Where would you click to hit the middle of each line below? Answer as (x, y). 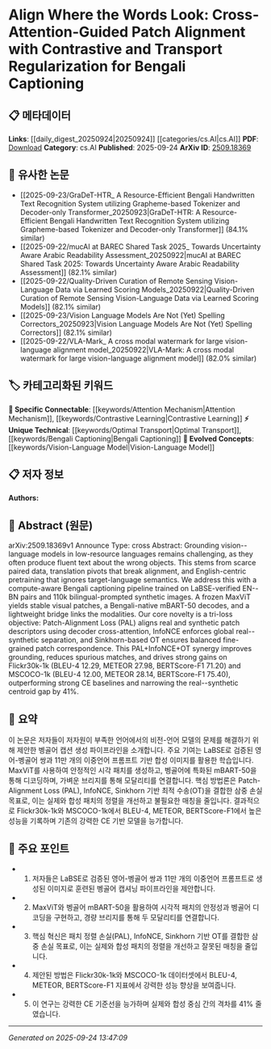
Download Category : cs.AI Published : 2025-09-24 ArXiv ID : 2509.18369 (130, 148)
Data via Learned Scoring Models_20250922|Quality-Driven (155, 290)
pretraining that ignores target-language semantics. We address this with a (133, 580)
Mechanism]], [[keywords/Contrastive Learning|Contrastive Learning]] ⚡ (129, 418)
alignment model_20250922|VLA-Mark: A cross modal (144, 349)
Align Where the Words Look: (109, 15)
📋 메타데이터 (40, 115)
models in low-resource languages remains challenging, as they (147, 554)
